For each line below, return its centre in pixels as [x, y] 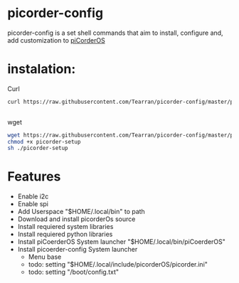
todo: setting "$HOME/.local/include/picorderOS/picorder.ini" [118, 265]
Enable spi [33, 204]
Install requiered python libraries [65, 234]
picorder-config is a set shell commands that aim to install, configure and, [115, 33]
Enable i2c [33, 196]
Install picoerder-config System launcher [78, 250]
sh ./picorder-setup [38, 148]
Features [34, 177]
